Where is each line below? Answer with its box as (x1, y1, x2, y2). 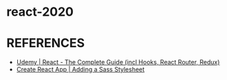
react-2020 (6, 4, 74, 20)
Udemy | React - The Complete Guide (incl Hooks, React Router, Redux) (16, 58, 220, 66)
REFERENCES (6, 36, 85, 51)
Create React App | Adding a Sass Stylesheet (16, 66, 145, 74)
